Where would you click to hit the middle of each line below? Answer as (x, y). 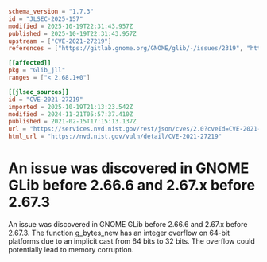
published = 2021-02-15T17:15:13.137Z (72, 122)
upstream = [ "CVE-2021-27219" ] (60, 41)
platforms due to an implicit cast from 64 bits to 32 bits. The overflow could (132, 241)
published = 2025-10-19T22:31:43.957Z (72, 33)
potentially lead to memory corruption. (71, 249)
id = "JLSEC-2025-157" (46, 19)
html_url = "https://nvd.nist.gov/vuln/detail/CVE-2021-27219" (115, 137)
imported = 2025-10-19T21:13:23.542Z (71, 107)
